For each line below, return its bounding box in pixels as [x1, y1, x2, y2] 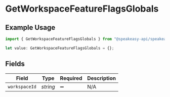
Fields [5, 60, 25, 68]
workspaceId [8, 84, 37, 89]
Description [87, 74, 116, 81]
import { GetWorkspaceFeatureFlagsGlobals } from [5, 36, 112, 41]
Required [60, 74, 82, 81]
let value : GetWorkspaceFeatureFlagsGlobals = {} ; [5, 45, 114, 51]
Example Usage [5, 23, 56, 32]
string [41, 83, 56, 90]
